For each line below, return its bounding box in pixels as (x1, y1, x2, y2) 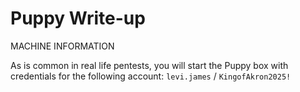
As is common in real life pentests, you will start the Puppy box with (10, 59, 289, 71)
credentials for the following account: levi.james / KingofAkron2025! (10, 70, 292, 82)
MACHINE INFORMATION (10, 40, 115, 52)
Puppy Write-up (10, 7, 146, 30)
